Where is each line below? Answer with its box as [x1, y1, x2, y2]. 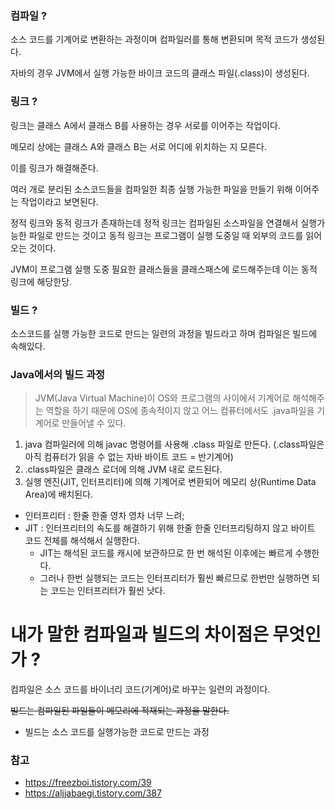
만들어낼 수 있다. [61, 417, 127, 429]
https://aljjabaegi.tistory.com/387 [24, 787, 162, 799]
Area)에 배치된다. [24, 488, 94, 501]
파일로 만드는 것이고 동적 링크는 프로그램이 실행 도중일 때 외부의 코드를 [28, 229, 304, 241]
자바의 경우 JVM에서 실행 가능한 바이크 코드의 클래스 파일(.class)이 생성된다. [10, 67, 310, 79]
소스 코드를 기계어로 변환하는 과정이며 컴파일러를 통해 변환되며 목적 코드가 [10, 33, 299, 46]
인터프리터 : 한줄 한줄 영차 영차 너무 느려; [24, 510, 185, 522]
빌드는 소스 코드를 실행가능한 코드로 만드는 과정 [24, 726, 210, 738]
